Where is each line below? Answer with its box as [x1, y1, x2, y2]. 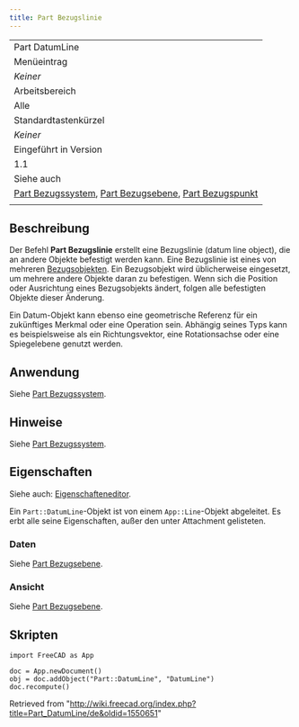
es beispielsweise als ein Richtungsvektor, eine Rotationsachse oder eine [9, 329, 280, 340]
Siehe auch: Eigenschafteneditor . [9, 488, 132, 499]
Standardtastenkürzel [13, 113, 105, 126]
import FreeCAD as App [9, 651, 94, 660]
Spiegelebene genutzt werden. [9, 338, 124, 349]
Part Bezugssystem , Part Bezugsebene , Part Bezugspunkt [13, 186, 259, 199]
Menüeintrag [13, 55, 68, 67]
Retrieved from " [9, 698, 70, 709]
